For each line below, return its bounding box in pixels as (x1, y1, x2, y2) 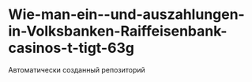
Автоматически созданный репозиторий (8, 65, 146, 74)
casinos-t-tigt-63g (8, 39, 134, 57)
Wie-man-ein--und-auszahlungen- (8, 6, 245, 24)
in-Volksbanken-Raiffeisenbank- (8, 22, 228, 40)
